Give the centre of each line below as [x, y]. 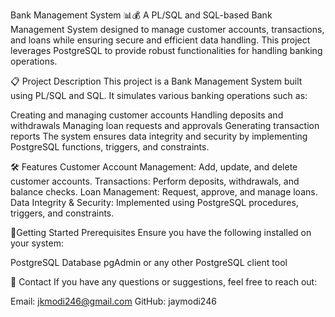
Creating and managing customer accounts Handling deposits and [147, 115]
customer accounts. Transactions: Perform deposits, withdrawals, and [155, 181]
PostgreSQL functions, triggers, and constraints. [110, 147]
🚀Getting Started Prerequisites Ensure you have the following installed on [161, 232]
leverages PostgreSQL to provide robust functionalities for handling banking [166, 50]
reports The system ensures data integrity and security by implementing [159, 136]
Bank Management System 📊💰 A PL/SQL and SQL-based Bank [141, 15]
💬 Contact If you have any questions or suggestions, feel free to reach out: [164, 282]
